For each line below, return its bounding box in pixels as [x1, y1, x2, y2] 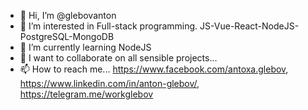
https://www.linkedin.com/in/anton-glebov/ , [19, 78, 200, 89]
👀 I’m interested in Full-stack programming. [19, 20, 198, 32]
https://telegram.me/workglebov [19, 88, 154, 100]
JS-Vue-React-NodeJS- [199, 20, 300, 32]
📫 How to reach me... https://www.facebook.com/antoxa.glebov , [19, 63, 289, 75]
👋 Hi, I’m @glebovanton [19, 10, 117, 21]
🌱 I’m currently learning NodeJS [19, 41, 152, 53]
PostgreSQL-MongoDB [19, 31, 115, 42]
